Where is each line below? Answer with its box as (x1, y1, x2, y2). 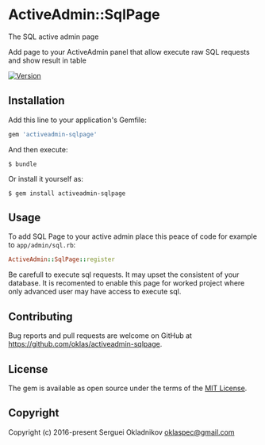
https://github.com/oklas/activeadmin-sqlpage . (8, 340, 163, 349)
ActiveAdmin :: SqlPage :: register (8, 255, 115, 263)
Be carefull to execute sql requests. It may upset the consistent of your (8, 270, 240, 279)
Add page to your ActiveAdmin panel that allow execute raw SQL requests (8, 47, 250, 56)
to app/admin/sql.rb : (8, 240, 76, 250)
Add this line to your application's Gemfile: (8, 115, 147, 125)
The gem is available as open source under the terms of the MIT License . (8, 383, 248, 393)
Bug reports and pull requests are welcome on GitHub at (8, 331, 193, 340)
